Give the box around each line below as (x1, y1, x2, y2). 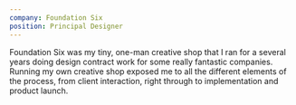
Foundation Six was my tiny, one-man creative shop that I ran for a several (9, 46, 287, 57)
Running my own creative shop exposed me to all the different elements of (9, 65, 287, 77)
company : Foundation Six (9, 13, 103, 23)
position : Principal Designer (9, 22, 124, 31)
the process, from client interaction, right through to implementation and (9, 75, 279, 86)
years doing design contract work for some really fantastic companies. (9, 56, 273, 67)
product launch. (9, 85, 69, 96)
